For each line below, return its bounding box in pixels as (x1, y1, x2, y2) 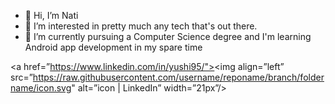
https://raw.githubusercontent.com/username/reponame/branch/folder (32, 71, 325, 83)
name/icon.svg (10, 82, 72, 94)
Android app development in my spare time (24, 41, 203, 53)
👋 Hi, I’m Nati (24, 10, 79, 21)
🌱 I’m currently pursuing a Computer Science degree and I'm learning (24, 31, 312, 42)
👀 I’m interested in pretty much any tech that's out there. (24, 20, 258, 32)
